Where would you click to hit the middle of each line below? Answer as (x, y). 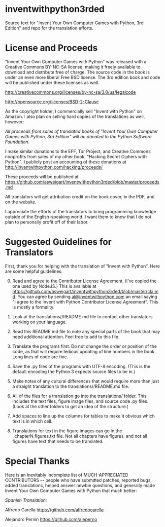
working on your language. (39, 322)
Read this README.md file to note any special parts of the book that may (86, 331)
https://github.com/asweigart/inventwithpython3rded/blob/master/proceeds (82, 182)
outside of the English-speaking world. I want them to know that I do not (78, 217)
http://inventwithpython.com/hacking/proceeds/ (54, 167)
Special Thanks (37, 461)
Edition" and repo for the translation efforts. (49, 28)
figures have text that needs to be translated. (58, 441)
